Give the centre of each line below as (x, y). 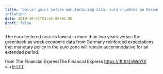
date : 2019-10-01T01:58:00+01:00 (39, 18)
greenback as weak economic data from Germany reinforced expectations (79, 42)
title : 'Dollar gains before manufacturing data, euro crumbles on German (82, 9)
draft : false (18, 23)
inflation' (16, 14)
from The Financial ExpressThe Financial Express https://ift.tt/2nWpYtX (76, 61)
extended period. (22, 52)
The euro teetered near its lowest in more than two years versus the (73, 37)
